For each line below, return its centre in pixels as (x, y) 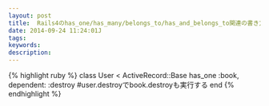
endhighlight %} (35, 94)
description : (30, 53)
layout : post (30, 16)
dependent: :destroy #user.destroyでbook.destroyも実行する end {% (121, 85)
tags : (17, 38)
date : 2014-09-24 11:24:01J (55, 30)
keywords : (25, 45)
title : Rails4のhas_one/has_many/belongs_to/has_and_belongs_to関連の (128, 23)
